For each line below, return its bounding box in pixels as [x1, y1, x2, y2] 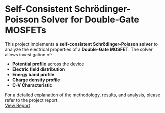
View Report [5, 102, 31, 108]
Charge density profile [12, 77, 60, 83]
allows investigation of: [5, 51, 52, 57]
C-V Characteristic [12, 82, 52, 88]
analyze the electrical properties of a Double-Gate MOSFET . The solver [5, 46, 153, 52]
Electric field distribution [12, 66, 65, 72]
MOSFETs [5, 25, 46, 36]
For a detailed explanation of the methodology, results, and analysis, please [5, 92, 161, 98]
